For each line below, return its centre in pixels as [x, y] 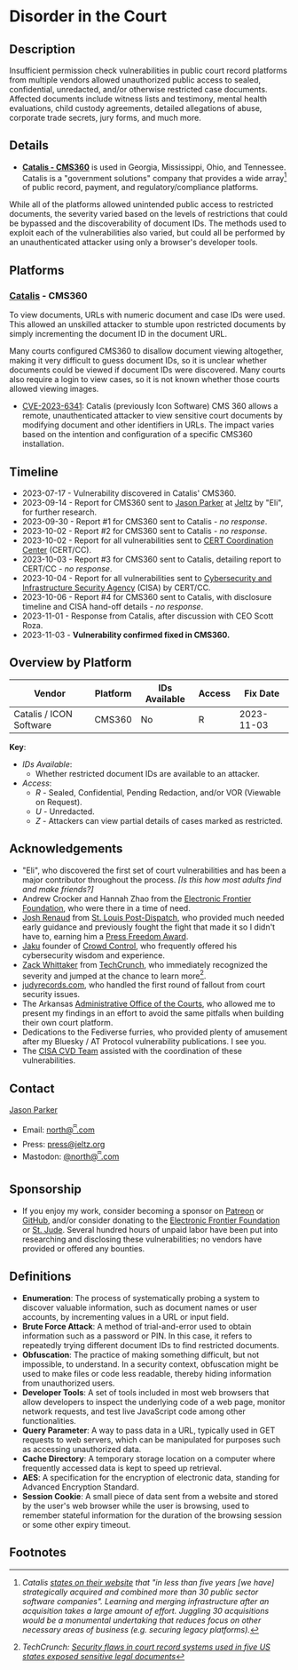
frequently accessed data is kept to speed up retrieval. [122, 1467]
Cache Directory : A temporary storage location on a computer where [149, 1458]
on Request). [59, 802]
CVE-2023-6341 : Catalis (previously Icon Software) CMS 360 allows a [150, 406]
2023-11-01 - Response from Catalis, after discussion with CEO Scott [148, 616]
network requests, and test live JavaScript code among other [134, 1411]
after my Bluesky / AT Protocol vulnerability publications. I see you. [144, 1042]
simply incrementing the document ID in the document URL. [118, 334]
